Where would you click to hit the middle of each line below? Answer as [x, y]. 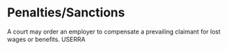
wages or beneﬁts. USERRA [46, 39]
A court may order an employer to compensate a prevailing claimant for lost [114, 32]
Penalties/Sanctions [66, 13]
